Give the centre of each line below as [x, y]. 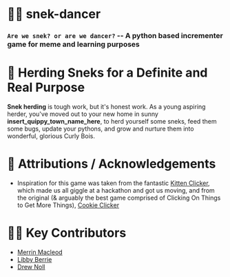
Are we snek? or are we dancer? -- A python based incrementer [115, 36]
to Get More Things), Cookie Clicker [68, 205]
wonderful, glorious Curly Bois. [51, 136]
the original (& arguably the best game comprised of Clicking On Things [119, 198]
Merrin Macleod [40, 252]
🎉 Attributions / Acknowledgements [112, 164]
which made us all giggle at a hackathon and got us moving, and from [116, 190]
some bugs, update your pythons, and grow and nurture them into [101, 129]
